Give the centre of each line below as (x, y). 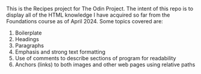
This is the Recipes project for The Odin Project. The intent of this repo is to (100, 9)
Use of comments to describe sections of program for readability (95, 58)
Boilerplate (28, 33)
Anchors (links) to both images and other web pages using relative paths (105, 64)
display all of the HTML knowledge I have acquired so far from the (88, 15)
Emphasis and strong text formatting (60, 52)
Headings (27, 39)
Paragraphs (29, 45)
